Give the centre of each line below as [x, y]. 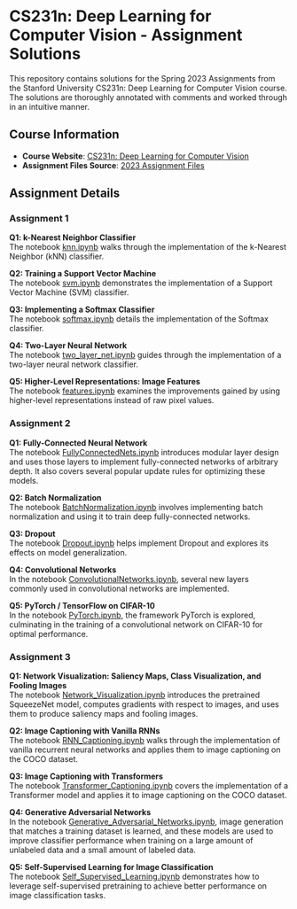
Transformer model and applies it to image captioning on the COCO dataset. [148, 796]
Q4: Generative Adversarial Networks [80, 812]
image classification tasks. [58, 896]
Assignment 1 [39, 219]
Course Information [64, 135]
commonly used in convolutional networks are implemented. [119, 588]
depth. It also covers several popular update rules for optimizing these [137, 470]
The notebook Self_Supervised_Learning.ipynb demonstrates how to [134, 877]
